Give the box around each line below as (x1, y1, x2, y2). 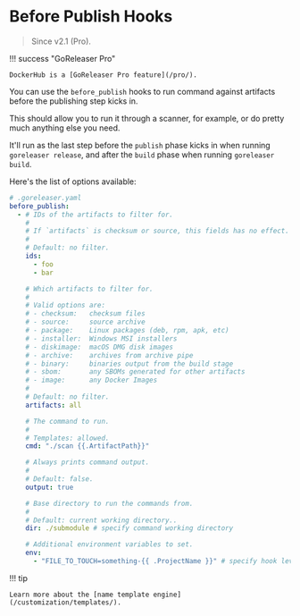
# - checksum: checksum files (25, 309, 146, 318)
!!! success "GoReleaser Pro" (9, 53, 116, 63)
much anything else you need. (9, 122, 121, 133)
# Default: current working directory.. (25, 516, 178, 525)
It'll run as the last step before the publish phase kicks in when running (9, 139, 271, 150)
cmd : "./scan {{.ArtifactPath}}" (25, 442, 150, 451)
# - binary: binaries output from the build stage (25, 359, 234, 368)
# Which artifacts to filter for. (25, 284, 154, 293)
